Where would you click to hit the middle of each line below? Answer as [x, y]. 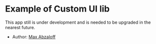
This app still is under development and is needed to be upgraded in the [78, 22]
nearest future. [20, 27]
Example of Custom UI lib [57, 9]
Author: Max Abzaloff [34, 37]
